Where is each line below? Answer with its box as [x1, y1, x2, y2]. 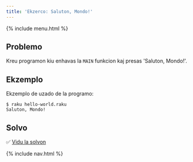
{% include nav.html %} [6, 150, 63, 157]
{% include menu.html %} [6, 25, 69, 32]
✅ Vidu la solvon [6, 138, 46, 146]
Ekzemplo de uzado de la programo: [6, 90, 94, 97]
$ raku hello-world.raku [6, 101, 67, 108]
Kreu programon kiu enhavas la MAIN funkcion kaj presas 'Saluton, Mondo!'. [6, 57, 188, 65]
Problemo [6, 42, 43, 52]
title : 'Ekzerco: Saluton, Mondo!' [6, 8, 93, 15]
